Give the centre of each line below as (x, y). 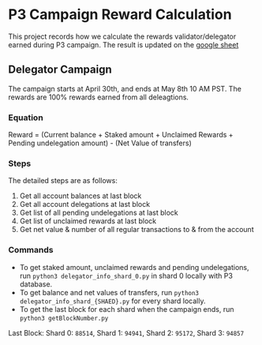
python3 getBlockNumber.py (64, 318)
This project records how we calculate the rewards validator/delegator (122, 36)
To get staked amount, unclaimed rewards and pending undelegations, (134, 267)
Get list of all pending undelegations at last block (99, 213)
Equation (26, 118)
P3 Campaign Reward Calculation (120, 15)
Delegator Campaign (60, 70)
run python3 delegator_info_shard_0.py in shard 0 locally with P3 (126, 276)
